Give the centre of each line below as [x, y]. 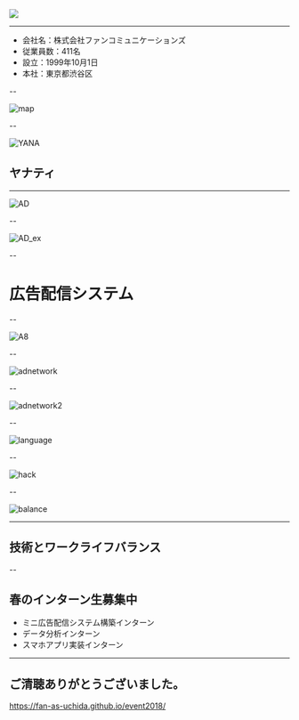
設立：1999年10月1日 [60, 62]
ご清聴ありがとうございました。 [97, 684]
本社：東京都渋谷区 [57, 73]
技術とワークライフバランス [85, 548]
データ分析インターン [61, 634]
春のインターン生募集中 [73, 599]
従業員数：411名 [51, 51]
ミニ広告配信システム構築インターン [88, 623]
